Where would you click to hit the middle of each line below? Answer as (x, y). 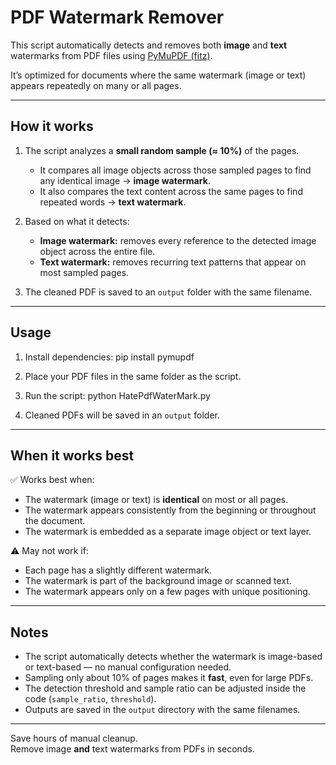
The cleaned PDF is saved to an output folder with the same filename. (168, 292)
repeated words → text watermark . (113, 202)
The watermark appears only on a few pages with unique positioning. (167, 592)
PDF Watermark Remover (117, 17)
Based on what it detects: (77, 221)
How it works (52, 126)
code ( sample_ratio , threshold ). (90, 699)
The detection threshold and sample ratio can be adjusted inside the (165, 688)
